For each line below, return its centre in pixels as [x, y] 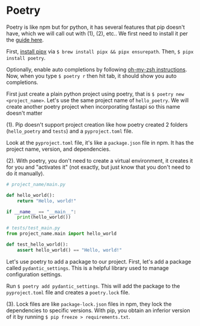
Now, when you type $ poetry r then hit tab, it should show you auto [92, 76]
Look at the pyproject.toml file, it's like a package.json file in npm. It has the [100, 142]
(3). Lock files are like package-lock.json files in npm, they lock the [89, 304]
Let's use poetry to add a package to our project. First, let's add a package [99, 261]
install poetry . [26, 58]
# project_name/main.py [36, 184]
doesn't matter [25, 113]
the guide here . [25, 40]
